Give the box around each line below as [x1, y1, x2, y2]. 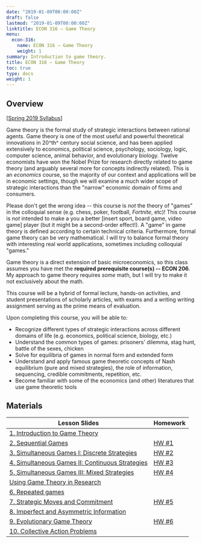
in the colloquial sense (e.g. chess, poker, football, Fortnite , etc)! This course [6, 208, 197, 215]
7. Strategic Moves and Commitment [9, 497, 113, 506]
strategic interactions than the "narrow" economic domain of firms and [6, 183, 182, 191]
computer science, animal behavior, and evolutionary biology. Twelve [6, 151, 178, 159]
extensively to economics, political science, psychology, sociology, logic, [6, 145, 188, 153]
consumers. [6, 190, 36, 197]
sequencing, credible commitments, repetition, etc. [14, 370, 142, 378]
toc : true [6, 65, 31, 71]
